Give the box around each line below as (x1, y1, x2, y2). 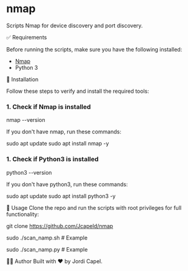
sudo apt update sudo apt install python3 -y (6, 192, 116, 199)
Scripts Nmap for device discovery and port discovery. (6, 22, 143, 29)
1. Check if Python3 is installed (6, 155, 99, 164)
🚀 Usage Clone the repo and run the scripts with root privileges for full (6, 204, 182, 211)
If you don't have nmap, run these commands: (6, 128, 121, 135)
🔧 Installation (6, 75, 39, 83)
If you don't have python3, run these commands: (6, 181, 129, 188)
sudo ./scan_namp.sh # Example (6, 234, 88, 241)
